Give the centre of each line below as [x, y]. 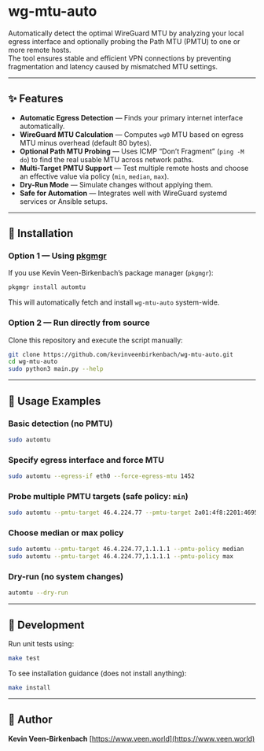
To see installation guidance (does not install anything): [97, 673]
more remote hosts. [40, 50]
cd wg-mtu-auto [33, 362]
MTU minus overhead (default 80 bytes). [85, 142]
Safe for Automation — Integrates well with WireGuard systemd [123, 193]
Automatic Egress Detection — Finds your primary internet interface [131, 117]
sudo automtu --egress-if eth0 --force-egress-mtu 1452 [101, 476]
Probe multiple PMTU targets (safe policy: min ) [98, 496]
